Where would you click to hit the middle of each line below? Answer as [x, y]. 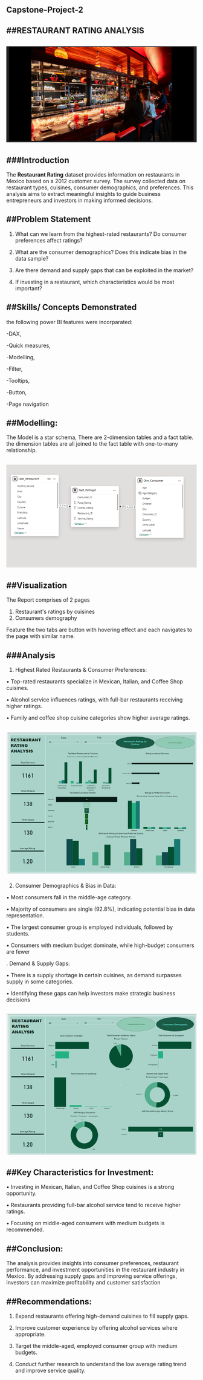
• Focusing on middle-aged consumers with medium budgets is [85, 1223]
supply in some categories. [40, 981]
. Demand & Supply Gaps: [38, 963]
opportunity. [22, 1193]
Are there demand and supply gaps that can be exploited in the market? [104, 270]
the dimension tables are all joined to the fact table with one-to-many [92, 444]
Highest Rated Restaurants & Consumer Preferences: [81, 669]
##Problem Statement [49, 219]
